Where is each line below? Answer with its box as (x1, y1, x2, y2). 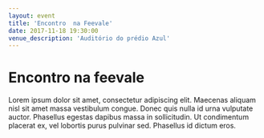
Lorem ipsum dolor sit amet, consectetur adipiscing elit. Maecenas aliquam (8, 95, 257, 105)
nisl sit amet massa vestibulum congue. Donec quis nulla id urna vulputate (8, 103, 254, 113)
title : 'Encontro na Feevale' (8, 19, 113, 27)
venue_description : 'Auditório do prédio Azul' (8, 34, 171, 43)
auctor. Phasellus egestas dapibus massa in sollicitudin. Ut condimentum (8, 112, 250, 122)
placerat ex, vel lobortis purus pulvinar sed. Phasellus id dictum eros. (8, 121, 237, 131)
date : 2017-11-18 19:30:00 (8, 26, 99, 34)
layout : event (8, 11, 56, 20)
